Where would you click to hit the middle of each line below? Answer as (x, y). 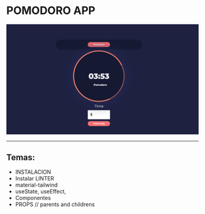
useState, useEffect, (41, 191)
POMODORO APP (51, 11)
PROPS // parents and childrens (55, 204)
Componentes (33, 198)
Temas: (21, 157)
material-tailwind (36, 185)
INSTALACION (33, 172)
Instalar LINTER (34, 179)
